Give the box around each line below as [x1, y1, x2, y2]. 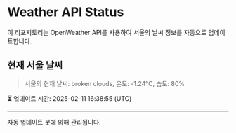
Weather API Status [7, 4, 124, 20]
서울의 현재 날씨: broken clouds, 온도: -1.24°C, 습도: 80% [24, 79, 185, 87]
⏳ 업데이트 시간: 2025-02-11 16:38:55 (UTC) [7, 94, 132, 102]
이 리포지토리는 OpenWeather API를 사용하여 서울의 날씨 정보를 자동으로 [7, 28, 207, 36]
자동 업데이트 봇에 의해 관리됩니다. [7, 118, 101, 126]
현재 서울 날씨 [7, 59, 63, 71]
